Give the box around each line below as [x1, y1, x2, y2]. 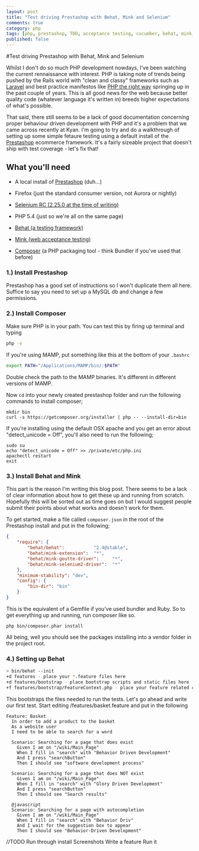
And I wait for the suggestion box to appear [17, 822, 131, 828]
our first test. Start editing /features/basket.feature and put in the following [6, 702, 188, 709]
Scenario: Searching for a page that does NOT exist [11, 770, 145, 776]
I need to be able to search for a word [11, 729, 113, 735]
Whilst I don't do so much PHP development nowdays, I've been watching [6, 64, 187, 71]
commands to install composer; [6, 398, 83, 405]
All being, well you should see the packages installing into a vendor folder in [6, 633, 191, 641]
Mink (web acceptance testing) [14, 235, 91, 242]
